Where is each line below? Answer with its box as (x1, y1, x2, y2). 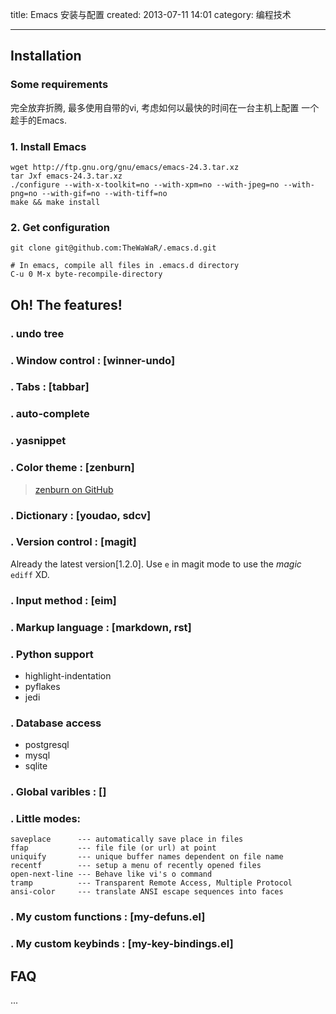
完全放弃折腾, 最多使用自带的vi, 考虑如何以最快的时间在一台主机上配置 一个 (10, 101, 320, 113)
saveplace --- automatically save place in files (10, 834, 244, 845)
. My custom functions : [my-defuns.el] (10, 910, 206, 924)
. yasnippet (10, 434, 67, 448)
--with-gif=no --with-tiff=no (41, 188, 168, 198)
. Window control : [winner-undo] (10, 353, 176, 367)
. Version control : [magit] (10, 535, 137, 549)
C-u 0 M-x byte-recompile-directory (10, 269, 163, 280)
